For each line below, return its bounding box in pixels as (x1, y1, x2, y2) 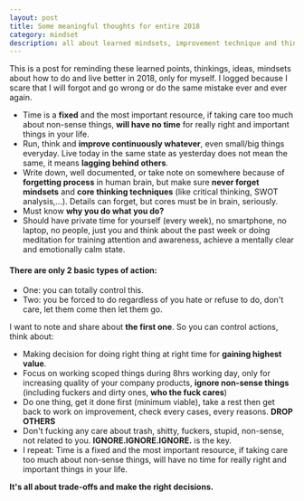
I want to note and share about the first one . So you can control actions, (9, 322, 279, 333)
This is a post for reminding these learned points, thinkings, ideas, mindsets (9, 63, 291, 74)
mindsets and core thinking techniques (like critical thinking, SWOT (22, 186, 279, 197)
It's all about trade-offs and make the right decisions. (9, 481, 214, 493)
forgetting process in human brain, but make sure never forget (22, 177, 260, 188)
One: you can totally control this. (22, 285, 144, 296)
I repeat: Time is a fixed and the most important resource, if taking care (22, 445, 288, 456)
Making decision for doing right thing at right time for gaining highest (22, 349, 282, 360)
